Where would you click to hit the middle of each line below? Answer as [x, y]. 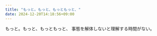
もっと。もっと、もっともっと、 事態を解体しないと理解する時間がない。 [80, 28]
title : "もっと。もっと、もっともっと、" [43, 9]
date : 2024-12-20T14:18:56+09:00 [40, 14]
